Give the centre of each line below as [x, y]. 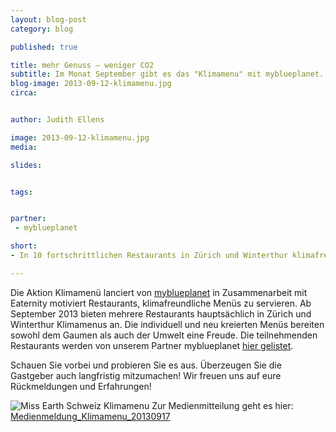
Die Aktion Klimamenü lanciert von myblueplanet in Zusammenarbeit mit [159, 292]
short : [24, 246]
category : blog [42, 29]
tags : [21, 192]
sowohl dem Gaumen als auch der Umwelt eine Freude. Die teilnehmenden [164, 335]
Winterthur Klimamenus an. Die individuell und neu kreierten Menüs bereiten [167, 324]
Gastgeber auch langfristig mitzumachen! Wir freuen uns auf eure [146, 375]
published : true [44, 47]
